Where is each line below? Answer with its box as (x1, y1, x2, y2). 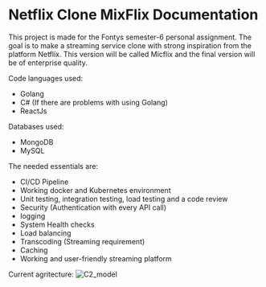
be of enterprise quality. (8, 58, 88, 68)
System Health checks (19, 219, 95, 229)
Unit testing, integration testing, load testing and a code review (19, 194, 228, 203)
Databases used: (8, 121, 64, 131)
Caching (19, 245, 48, 255)
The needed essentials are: (8, 161, 99, 170)
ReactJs (19, 106, 47, 116)
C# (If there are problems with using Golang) (19, 97, 169, 107)
